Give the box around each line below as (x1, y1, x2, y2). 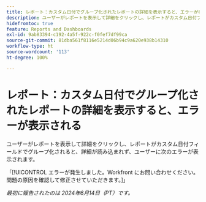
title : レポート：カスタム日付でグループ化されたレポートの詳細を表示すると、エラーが (6, 9, 199, 15)
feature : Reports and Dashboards (6, 26, 92, 32)
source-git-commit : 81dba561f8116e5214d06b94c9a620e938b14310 (6, 37, 169, 43)
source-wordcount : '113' (6, 49, 70, 55)
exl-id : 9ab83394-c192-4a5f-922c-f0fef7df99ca (6, 32, 128, 38)
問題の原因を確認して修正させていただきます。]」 (6, 176, 129, 184)
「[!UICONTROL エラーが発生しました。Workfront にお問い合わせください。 (6, 168, 199, 176)
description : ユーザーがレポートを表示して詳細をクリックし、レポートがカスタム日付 (6, 15, 197, 21)
